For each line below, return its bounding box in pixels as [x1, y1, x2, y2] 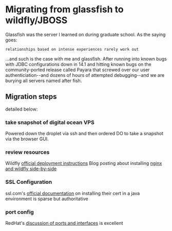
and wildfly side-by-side [5, 165, 57, 172]
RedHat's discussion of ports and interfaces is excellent [5, 220, 123, 226]
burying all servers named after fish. [5, 77, 82, 83]
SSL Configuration [5, 178, 52, 185]
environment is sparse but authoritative [5, 196, 88, 202]
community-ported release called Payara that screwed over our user [5, 67, 150, 73]
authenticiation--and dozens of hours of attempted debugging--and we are [5, 72, 165, 78]
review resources [5, 149, 50, 156]
